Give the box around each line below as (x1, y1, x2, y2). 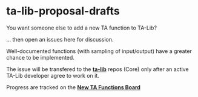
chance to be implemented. (6, 54, 74, 61)
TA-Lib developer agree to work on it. (6, 72, 100, 79)
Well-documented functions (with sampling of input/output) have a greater (6, 47, 193, 55)
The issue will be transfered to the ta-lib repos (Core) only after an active (6, 65, 189, 73)
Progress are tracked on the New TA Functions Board (6, 83, 141, 91)
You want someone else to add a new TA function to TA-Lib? (6, 24, 157, 31)
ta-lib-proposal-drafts (6, 4, 120, 18)
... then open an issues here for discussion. (6, 36, 114, 43)
